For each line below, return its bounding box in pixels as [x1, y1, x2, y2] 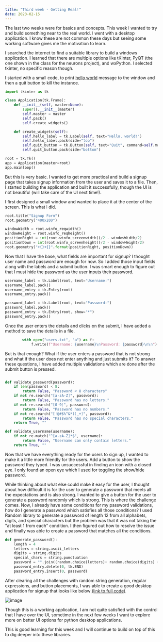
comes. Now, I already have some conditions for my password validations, [5, 502, 153, 508]
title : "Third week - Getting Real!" [5, 7, 81, 12]
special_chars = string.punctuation [14, 555, 88, 560]
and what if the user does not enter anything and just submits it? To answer [5, 356, 156, 362]
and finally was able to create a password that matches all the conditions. [5, 527, 152, 534]
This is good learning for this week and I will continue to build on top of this [5, 626, 155, 632]
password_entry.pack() [5, 314, 51, 319]
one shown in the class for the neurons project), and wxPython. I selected [5, 60, 153, 66]
